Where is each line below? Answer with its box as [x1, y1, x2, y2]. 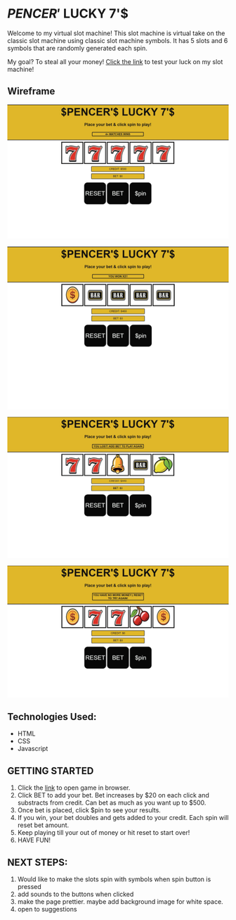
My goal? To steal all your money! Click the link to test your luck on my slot [7, 57, 223, 65]
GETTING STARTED [7, 764, 94, 776]
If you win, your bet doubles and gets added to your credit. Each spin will [17, 814, 229, 822]
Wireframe [7, 85, 55, 97]
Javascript [17, 745, 48, 753]
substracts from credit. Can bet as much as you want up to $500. [17, 798, 206, 807]
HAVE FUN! [17, 836, 51, 845]
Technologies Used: [7, 711, 97, 723]
